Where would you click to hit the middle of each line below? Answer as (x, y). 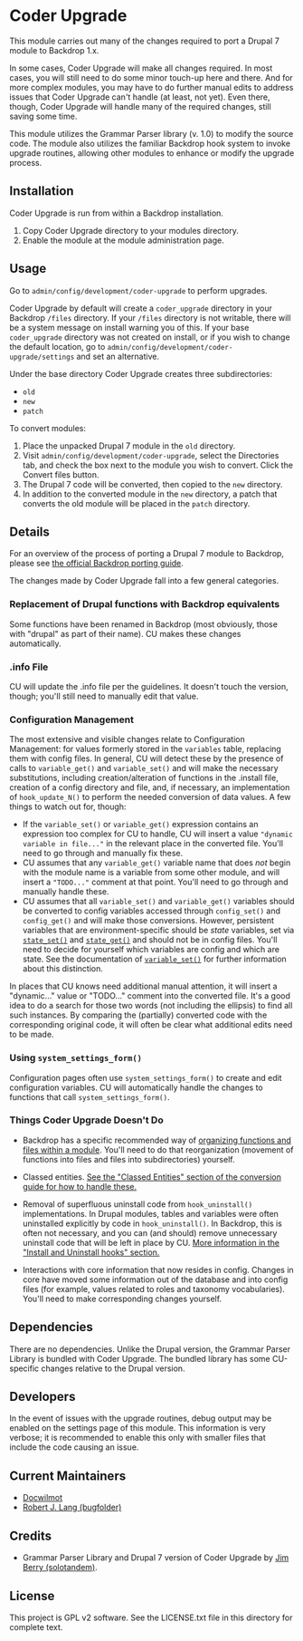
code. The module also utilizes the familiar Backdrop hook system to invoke (150, 143)
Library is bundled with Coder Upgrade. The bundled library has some (140, 1358)
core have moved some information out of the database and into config (155, 1279)
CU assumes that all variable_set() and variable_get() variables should (158, 902)
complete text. (36, 1627)
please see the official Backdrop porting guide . (96, 564)
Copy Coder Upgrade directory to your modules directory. (131, 230)
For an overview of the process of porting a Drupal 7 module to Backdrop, (147, 554)
